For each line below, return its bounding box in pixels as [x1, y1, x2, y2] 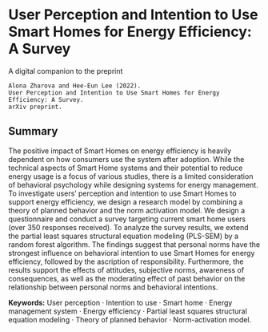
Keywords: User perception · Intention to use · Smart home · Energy [8, 298, 233, 307]
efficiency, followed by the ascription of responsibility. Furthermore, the [8, 257, 244, 266]
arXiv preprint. [8, 103, 62, 111]
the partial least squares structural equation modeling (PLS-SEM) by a [8, 231, 238, 241]
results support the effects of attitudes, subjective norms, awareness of [8, 265, 245, 274]
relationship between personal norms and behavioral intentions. [8, 282, 218, 292]
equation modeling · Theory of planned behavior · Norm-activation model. [8, 314, 252, 324]
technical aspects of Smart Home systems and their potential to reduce [8, 163, 243, 172]
